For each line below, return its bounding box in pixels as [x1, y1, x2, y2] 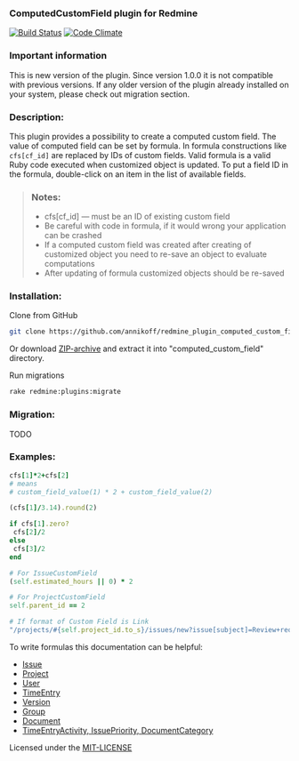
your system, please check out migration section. [9, 88, 190, 100]
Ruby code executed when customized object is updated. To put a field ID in [9, 159, 289, 170]
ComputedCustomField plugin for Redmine [9, 7, 198, 20]
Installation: [9, 290, 62, 302]
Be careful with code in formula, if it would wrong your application [44, 220, 287, 231]
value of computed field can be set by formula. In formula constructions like [9, 140, 287, 151]
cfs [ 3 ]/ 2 [12, 544, 46, 553]
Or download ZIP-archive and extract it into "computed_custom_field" [9, 343, 264, 354]
